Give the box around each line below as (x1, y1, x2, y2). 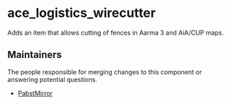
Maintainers (7, 49, 63, 61)
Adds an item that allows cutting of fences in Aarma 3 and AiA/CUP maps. (7, 28, 224, 37)
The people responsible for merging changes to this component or (7, 67, 203, 76)
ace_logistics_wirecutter (7, 5, 156, 21)
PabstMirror (17, 88, 53, 97)
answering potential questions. (7, 75, 97, 83)
